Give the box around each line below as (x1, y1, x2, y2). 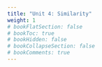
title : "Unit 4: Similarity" (7, 10, 92, 17)
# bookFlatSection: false (7, 23, 82, 30)
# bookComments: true (7, 50, 71, 57)
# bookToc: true (7, 29, 54, 37)
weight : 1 (7, 17, 36, 24)
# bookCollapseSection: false (7, 43, 96, 50)
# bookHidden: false (7, 36, 68, 43)
